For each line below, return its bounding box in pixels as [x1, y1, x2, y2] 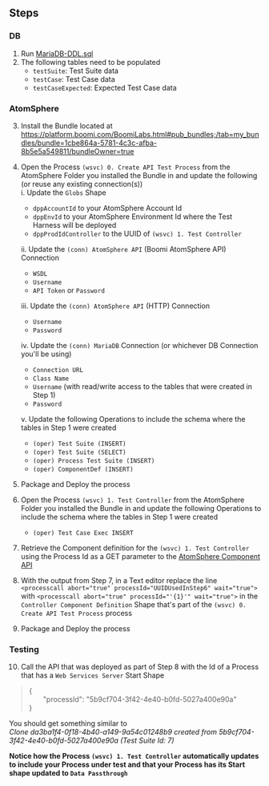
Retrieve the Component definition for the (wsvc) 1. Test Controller [20, 543, 250, 553]
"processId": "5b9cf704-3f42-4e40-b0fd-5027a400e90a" [42, 695, 237, 704]
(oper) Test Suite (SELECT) [32, 448, 126, 456]
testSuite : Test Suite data [32, 66, 119, 75]
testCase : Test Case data [32, 74, 115, 83]
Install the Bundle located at [20, 120, 113, 131]
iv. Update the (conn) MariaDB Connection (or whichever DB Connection [20, 340, 259, 350]
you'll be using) [20, 349, 72, 359]
